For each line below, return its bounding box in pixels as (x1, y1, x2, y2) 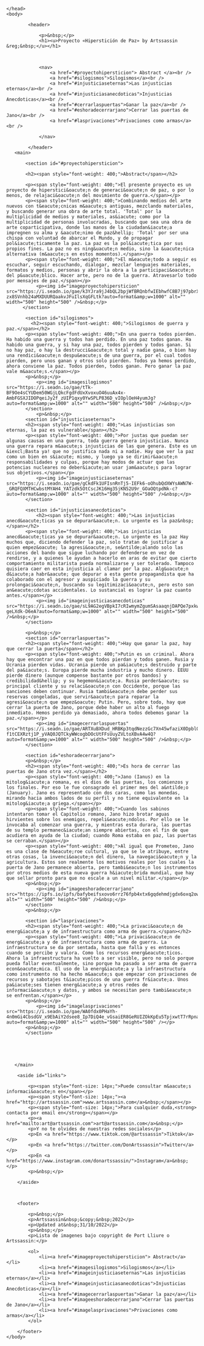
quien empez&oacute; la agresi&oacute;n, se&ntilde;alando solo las (6, 544, 183, 550)
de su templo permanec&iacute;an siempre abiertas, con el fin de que (6, 827, 189, 833)
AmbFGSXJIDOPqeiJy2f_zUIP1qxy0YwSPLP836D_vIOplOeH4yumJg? (6, 395, 156, 401)
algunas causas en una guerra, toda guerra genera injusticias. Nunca (6, 438, 189, 444)
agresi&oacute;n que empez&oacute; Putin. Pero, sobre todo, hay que (6, 699, 186, 705)
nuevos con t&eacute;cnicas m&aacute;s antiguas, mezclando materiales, (6, 203, 194, 209)
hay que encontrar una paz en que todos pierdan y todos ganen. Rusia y (6, 657, 194, 663)
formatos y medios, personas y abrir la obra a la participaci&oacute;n (6, 267, 194, 273)
